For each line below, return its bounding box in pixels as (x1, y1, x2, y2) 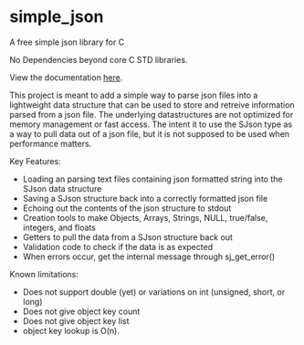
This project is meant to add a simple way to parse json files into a (9, 89, 258, 100)
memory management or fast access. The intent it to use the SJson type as (9, 119, 293, 130)
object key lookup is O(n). (22, 325, 121, 336)
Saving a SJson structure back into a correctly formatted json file (22, 193, 268, 204)
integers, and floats (22, 222, 96, 233)
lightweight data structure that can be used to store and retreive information (9, 99, 295, 110)
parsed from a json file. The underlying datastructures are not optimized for (9, 109, 294, 120)
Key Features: (9, 155, 61, 166)
